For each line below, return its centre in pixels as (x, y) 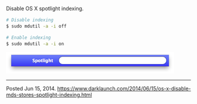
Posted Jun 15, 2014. (31, 88)
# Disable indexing (30, 20)
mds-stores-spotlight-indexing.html (49, 95)
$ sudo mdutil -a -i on (35, 43)
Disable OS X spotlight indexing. (45, 9)
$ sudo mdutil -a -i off (36, 26)
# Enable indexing (28, 38)
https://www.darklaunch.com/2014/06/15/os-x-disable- (124, 88)
